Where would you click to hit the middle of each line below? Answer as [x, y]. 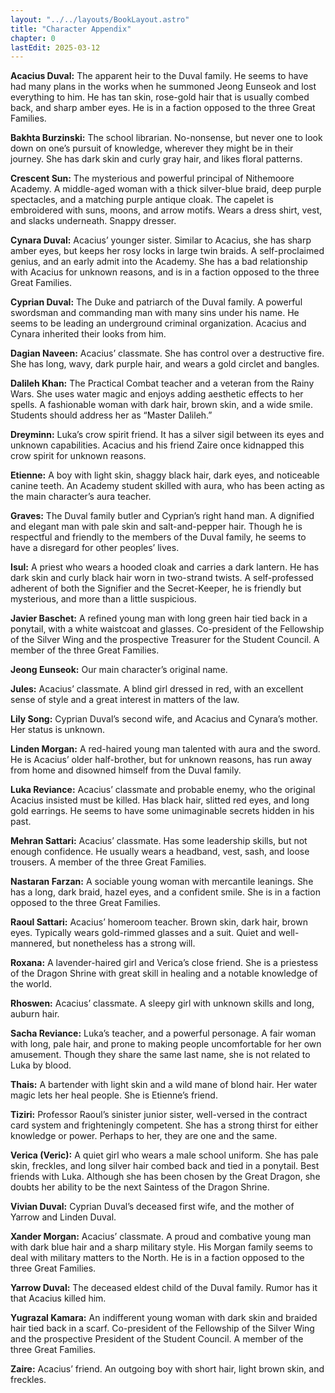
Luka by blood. [41, 1065]
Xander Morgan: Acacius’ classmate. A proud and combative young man [161, 1237]
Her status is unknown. [57, 730]
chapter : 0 [33, 38]
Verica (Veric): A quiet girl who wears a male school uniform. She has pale [164, 1155]
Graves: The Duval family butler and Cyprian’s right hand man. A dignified [162, 516]
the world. [31, 984]
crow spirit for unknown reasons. [78, 456]
